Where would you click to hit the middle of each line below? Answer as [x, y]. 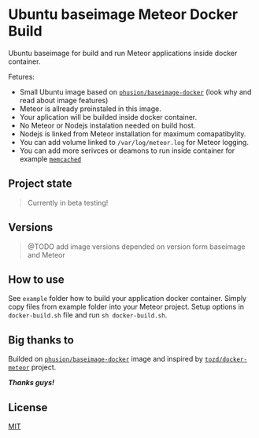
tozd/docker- [226, 360]
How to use [36, 279]
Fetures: [22, 76]
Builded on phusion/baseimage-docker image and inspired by [105, 359]
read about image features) [64, 100]
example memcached [50, 158]
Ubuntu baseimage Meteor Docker [123, 15]
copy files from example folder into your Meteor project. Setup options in [126, 307]
